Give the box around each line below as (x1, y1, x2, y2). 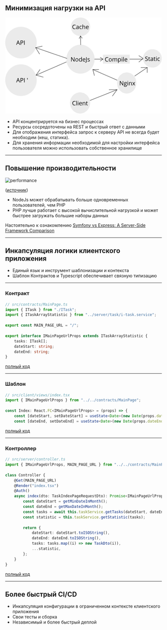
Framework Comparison (5, 227, 55, 233)
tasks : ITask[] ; (14, 338, 48, 343)
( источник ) (5, 187, 28, 193)
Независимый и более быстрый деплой (12, 619, 97, 625)
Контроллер (5, 445, 36, 452)
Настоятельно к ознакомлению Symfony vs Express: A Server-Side (5, 222, 146, 228)
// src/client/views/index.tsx (5, 392, 70, 398)
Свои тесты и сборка (12, 614, 57, 620)
